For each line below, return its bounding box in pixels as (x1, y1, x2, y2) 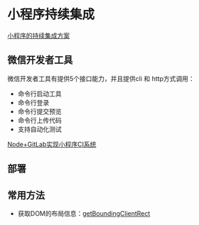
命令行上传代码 (17, 116, 62, 124)
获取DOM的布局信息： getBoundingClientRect (17, 209, 151, 217)
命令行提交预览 (17, 107, 62, 116)
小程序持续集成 (7, 6, 95, 23)
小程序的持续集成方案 (7, 31, 70, 40)
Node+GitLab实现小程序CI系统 (7, 140, 97, 148)
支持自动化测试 (17, 125, 62, 133)
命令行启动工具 (17, 89, 62, 98)
